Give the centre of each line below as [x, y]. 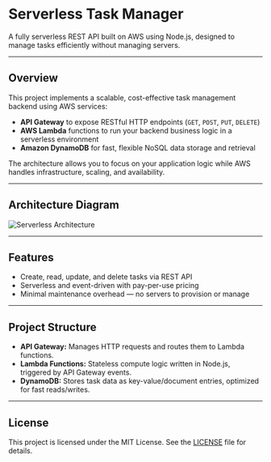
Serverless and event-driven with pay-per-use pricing [109, 286]
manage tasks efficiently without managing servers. [94, 45]
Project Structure [52, 327]
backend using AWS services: [58, 106]
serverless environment [59, 139]
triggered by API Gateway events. [75, 372]
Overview [33, 78]
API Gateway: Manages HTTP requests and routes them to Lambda [132, 347]
